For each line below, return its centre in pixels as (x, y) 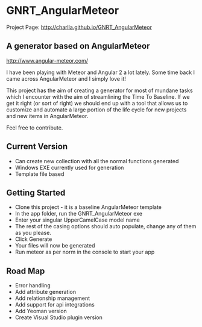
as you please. (33, 233)
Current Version (37, 147)
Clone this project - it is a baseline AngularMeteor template (88, 207)
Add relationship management (52, 298)
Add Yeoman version (41, 311)
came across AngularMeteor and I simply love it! (66, 78)
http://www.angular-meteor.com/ (47, 60)
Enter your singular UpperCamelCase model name (77, 220)
